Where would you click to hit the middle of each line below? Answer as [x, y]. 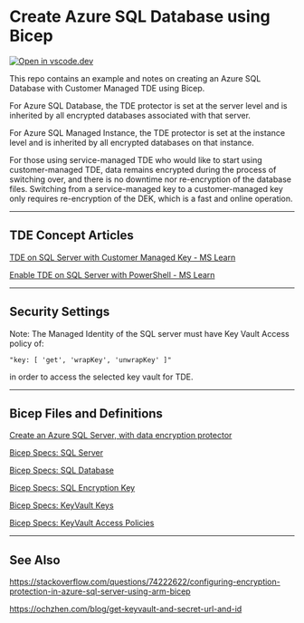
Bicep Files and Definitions [86, 413]
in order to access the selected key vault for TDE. [101, 377]
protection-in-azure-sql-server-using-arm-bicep [100, 591]
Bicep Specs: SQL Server [57, 453]
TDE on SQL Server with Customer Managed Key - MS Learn [123, 257]
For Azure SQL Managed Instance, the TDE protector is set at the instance [147, 132]
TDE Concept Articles [71, 236]
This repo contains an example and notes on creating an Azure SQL [135, 78]
